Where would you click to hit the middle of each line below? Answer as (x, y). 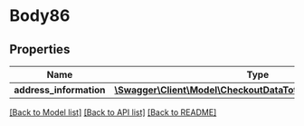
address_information (60, 90)
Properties (40, 49)
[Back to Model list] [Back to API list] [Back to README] (113, 112)
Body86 (40, 16)
